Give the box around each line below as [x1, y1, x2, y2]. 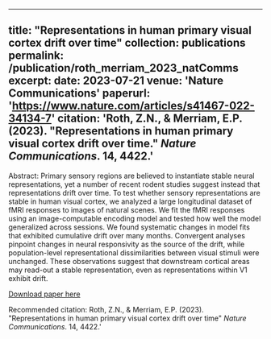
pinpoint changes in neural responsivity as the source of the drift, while [8, 239, 245, 249]
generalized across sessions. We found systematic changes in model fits [8, 222, 250, 232]
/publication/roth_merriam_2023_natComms [8, 61, 240, 75]
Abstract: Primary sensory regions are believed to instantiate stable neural [8, 171, 255, 180]
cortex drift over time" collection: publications [8, 36, 246, 50]
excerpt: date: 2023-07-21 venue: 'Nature [8, 74, 224, 88]
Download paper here [8, 289, 81, 299]
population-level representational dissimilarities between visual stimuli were [8, 247, 260, 258]
